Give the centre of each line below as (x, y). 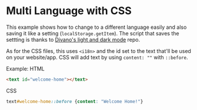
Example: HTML (26, 68)
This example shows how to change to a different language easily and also (96, 27)
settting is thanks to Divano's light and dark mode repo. (73, 39)
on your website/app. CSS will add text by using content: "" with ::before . (97, 57)
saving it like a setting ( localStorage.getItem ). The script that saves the (93, 33)
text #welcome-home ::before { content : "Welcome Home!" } (75, 101)
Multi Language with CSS (69, 11)
